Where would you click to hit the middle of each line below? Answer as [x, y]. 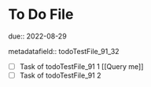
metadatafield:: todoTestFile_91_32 [64, 51]
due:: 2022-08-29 [37, 36]
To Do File [41, 14]
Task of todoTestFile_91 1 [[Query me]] [81, 66]
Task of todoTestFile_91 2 [60, 75]
